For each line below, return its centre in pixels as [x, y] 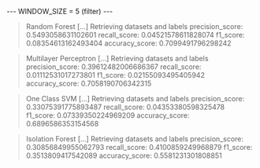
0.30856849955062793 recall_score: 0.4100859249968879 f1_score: [139, 147]
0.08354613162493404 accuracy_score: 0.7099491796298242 [129, 43]
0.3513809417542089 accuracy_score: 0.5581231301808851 [124, 155]
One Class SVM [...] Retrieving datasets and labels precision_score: [135, 99]
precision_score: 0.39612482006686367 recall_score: [113, 67]
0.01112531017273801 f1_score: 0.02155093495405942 [115, 75]
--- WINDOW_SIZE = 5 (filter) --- [60, 11]
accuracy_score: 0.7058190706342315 [89, 83]
